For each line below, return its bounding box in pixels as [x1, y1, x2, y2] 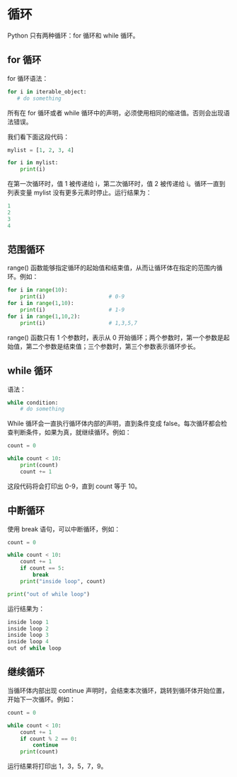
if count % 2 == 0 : [20, 735, 78, 742]
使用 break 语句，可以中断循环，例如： [7, 524, 121, 533]
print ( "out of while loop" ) [7, 590, 91, 598]
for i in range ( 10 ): [7, 287, 69, 294]
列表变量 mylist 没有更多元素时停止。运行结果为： [7, 188, 152, 197]
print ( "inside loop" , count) [20, 577, 106, 585]
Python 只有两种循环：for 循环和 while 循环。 [7, 31, 139, 40]
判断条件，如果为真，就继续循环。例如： [13, 428, 132, 437]
